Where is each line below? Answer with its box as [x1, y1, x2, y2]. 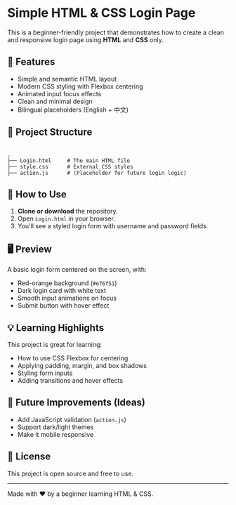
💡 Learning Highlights [7, 322, 104, 334]
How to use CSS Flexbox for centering [17, 354, 129, 362]
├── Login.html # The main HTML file [7, 157, 131, 164]
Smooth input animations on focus [17, 294, 117, 303]
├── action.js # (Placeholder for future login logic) [7, 169, 188, 176]
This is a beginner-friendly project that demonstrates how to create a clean [7, 28, 225, 37]
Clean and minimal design [17, 97, 93, 105]
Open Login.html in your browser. [17, 214, 116, 223]
